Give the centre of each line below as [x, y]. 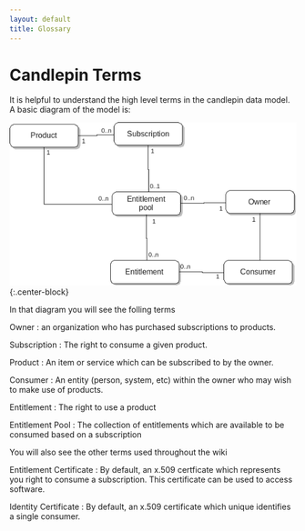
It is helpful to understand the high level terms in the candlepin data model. [150, 100]
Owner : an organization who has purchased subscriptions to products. [142, 327]
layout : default [40, 19]
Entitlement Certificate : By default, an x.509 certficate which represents [145, 470]
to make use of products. [56, 390]
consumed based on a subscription [76, 435]
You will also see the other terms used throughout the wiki [118, 452]
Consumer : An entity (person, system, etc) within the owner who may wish [151, 380]
